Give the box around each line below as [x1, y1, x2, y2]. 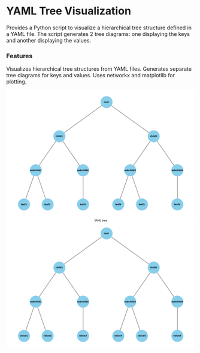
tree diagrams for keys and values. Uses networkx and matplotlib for [6, 72, 175, 79]
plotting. [6, 78, 27, 85]
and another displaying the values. [6, 37, 92, 44]
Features [6, 52, 33, 60]
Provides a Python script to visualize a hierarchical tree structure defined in [6, 24, 192, 31]
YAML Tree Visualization [6, 4, 132, 18]
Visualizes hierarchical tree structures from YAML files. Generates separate [6, 65, 192, 73]
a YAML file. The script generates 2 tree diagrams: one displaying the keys [6, 30, 190, 37]
